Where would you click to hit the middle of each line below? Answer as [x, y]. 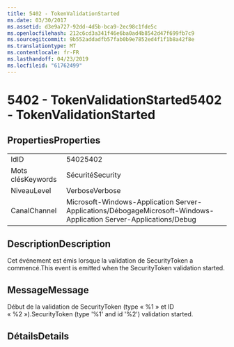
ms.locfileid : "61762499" [45, 65]
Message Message [48, 290]
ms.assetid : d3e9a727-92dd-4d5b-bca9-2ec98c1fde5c [82, 26]
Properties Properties [54, 140]
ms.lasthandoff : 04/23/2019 [48, 59]
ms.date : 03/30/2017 [37, 20]
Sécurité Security [93, 175]
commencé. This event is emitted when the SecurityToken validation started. [116, 268]
